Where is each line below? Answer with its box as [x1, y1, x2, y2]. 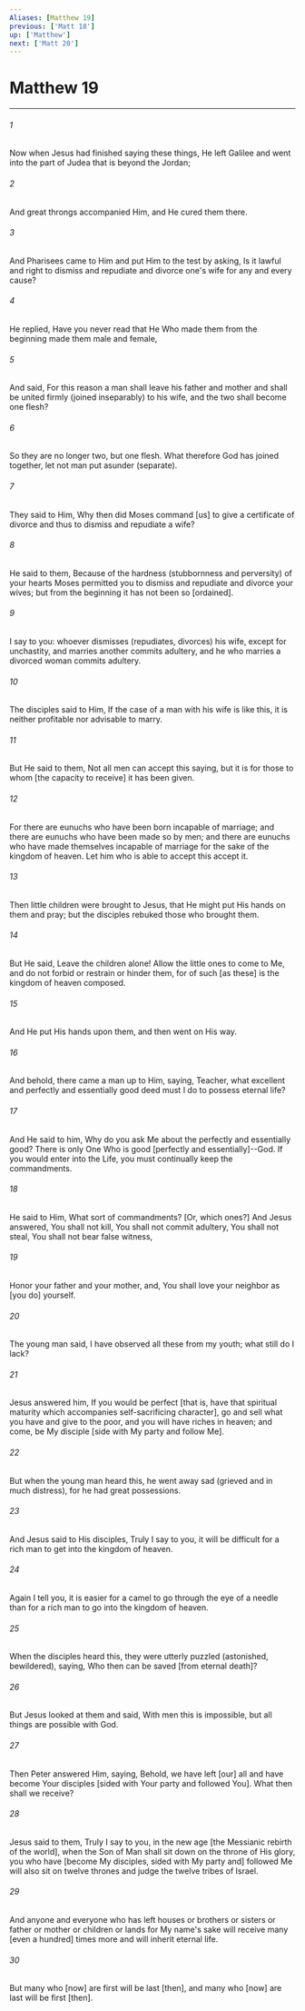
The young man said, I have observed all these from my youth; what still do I [9, 1339, 295, 1349]
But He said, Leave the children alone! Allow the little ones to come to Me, [9, 958, 285, 969]
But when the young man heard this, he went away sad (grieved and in [9, 1475, 273, 1486]
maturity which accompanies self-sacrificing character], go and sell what [9, 1407, 283, 1418]
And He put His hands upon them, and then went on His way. [9, 1026, 238, 1037]
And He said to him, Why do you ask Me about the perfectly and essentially [9, 1133, 291, 1145]
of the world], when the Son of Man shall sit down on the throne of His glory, [9, 1846, 296, 1857]
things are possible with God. [9, 1719, 119, 1730]
